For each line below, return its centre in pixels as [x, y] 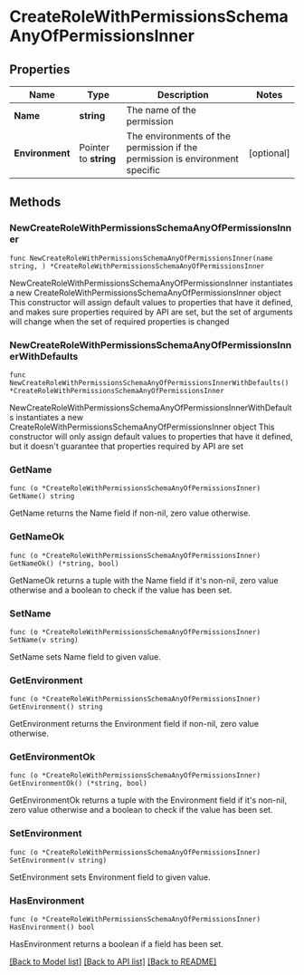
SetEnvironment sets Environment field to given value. [110, 877]
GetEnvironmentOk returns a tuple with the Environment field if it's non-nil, [148, 800]
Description [183, 95]
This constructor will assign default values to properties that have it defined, [152, 302]
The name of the [161, 110]
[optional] [269, 153]
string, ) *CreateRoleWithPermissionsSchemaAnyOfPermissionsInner [137, 266]
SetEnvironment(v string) [58, 860]
